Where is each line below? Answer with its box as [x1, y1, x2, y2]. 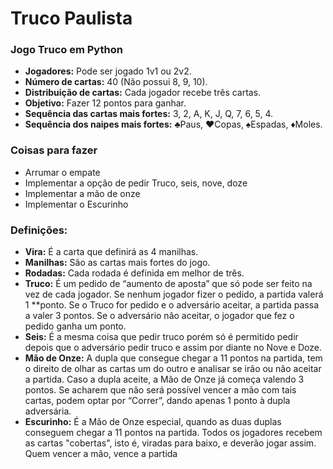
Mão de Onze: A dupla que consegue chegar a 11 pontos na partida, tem [24, 352, 323, 364]
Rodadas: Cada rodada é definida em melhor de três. [24, 267, 245, 279]
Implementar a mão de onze [24, 187, 141, 199]
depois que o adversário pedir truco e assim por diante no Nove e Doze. [24, 342, 322, 354]
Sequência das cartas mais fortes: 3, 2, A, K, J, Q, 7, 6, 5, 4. [24, 108, 274, 120]
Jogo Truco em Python [10, 43, 123, 57]
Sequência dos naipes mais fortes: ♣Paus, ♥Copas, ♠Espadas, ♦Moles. [24, 118, 323, 131]
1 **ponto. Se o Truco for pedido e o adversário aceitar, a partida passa [24, 299, 320, 311]
